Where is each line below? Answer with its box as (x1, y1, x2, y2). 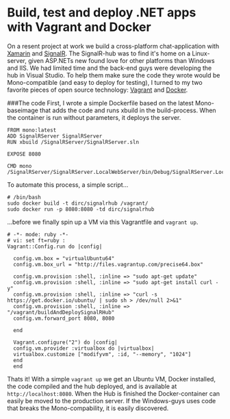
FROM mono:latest (7, 127, 57, 134)
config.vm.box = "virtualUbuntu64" (13, 255, 115, 262)
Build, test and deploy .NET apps (7, 5, 196, 21)
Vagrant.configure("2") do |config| (13, 339, 118, 346)
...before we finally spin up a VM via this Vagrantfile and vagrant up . (7, 218, 199, 226)
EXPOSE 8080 (7, 151, 41, 157)
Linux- (191, 49, 210, 58)
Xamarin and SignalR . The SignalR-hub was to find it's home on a (7, 49, 191, 58)
